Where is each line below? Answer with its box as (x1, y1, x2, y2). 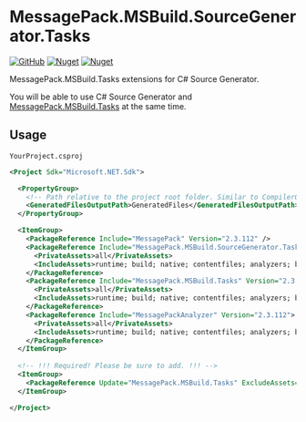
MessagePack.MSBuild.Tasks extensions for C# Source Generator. (9, 73, 260, 84)
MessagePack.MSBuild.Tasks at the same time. (9, 100, 187, 111)
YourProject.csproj (9, 151, 84, 160)
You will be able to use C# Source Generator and (9, 91, 193, 102)
